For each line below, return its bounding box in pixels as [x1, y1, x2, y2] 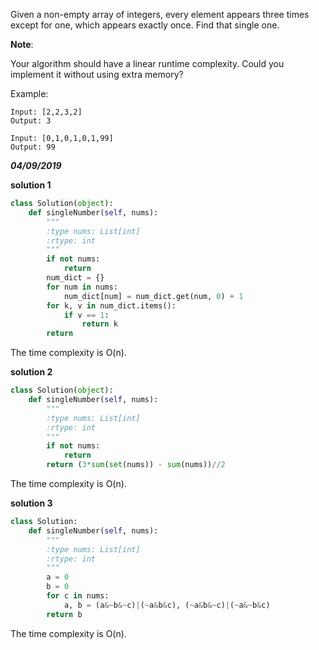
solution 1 [10, 179, 52, 191]
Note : [10, 39, 34, 50]
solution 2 [10, 366, 53, 378]
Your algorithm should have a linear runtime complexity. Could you [10, 58, 285, 69]
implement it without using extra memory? [10, 69, 184, 80]
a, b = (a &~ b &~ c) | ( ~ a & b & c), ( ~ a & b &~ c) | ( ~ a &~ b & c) [63, 600, 271, 610]
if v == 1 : [63, 310, 110, 320]
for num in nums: [46, 282, 118, 292]
